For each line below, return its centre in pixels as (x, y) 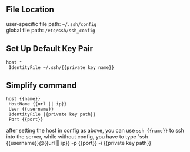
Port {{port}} (26, 120)
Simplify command (41, 86)
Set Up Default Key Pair (49, 49)
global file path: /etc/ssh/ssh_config (51, 30)
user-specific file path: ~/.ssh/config (51, 24)
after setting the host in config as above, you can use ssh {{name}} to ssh (95, 130)
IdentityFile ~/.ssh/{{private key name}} (61, 67)
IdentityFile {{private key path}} (52, 114)
